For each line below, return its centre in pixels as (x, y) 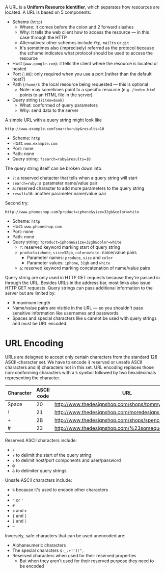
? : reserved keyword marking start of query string (70, 247)
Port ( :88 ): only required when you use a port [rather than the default (82, 74)
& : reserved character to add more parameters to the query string (78, 188)
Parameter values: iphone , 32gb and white (69, 263)
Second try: (17, 203)
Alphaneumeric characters (39, 545)
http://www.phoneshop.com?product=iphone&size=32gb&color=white (72, 212)
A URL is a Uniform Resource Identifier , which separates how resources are (82, 7)
